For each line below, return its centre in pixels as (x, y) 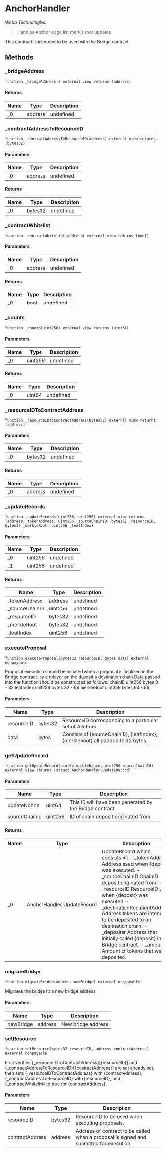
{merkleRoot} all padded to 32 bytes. (105, 740)
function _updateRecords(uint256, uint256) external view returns (75, 517)
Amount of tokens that (127, 951)
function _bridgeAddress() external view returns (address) (68, 82)
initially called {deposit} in (131, 938)
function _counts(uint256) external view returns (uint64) (67, 328)
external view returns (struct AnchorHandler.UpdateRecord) (68, 770)
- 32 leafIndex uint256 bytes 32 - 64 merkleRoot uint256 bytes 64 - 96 (77, 687)
